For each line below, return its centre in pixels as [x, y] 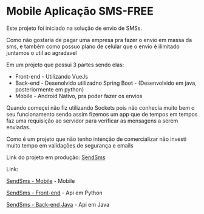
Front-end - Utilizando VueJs [51, 76]
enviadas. [19, 127]
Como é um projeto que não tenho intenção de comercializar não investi [97, 139]
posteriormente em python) [49, 89]
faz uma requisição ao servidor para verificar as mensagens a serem [92, 121]
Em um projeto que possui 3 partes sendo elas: [65, 65]
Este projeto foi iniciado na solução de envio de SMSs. [74, 28]
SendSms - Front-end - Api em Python [55, 193]
